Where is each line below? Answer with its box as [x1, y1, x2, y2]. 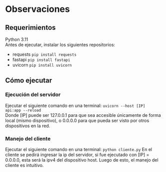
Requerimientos [5, 23, 56, 32]
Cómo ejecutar [5, 76, 52, 85]
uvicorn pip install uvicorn [12, 62, 72, 68]
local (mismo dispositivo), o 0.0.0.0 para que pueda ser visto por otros [5, 117, 150, 123]
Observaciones [5, 3, 70, 15]
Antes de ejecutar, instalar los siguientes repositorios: [5, 42, 116, 48]
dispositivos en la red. [5, 123, 50, 129]
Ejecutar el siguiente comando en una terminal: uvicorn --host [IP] [5, 102, 146, 108]
